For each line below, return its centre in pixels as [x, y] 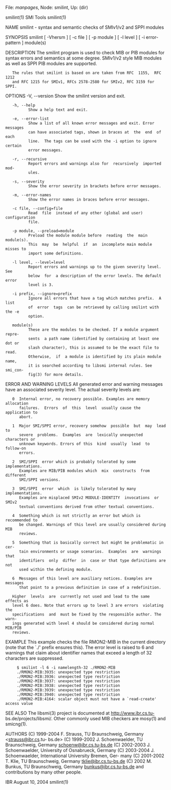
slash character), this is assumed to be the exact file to [93, 348]
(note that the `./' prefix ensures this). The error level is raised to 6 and [79, 647]
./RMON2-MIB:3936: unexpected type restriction [68, 677]
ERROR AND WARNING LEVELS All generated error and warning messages [84, 384]
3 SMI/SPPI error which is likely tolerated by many [74, 489]
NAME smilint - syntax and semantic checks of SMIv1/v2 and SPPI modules [85, 27]
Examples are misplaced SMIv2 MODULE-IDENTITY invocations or [89, 498]
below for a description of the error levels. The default [94, 276]
